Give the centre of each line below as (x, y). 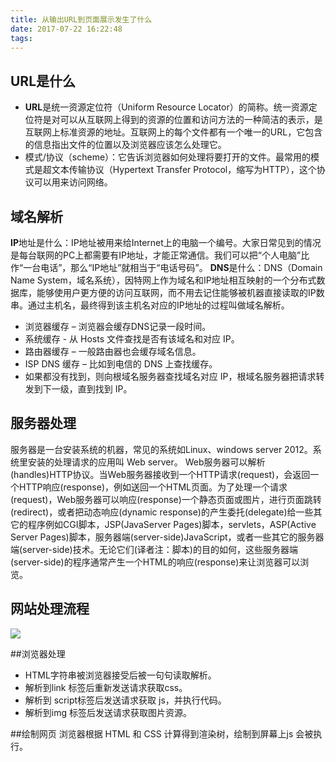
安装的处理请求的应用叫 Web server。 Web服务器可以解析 (146, 462)
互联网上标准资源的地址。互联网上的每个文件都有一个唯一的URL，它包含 (173, 132)
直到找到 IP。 (105, 389)
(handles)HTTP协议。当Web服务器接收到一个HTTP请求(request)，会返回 (160, 474)
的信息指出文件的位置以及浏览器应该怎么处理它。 (125, 145)
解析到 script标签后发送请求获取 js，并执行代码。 (125, 700)
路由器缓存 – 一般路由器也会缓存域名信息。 (113, 351)
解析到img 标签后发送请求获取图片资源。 (108, 712)
